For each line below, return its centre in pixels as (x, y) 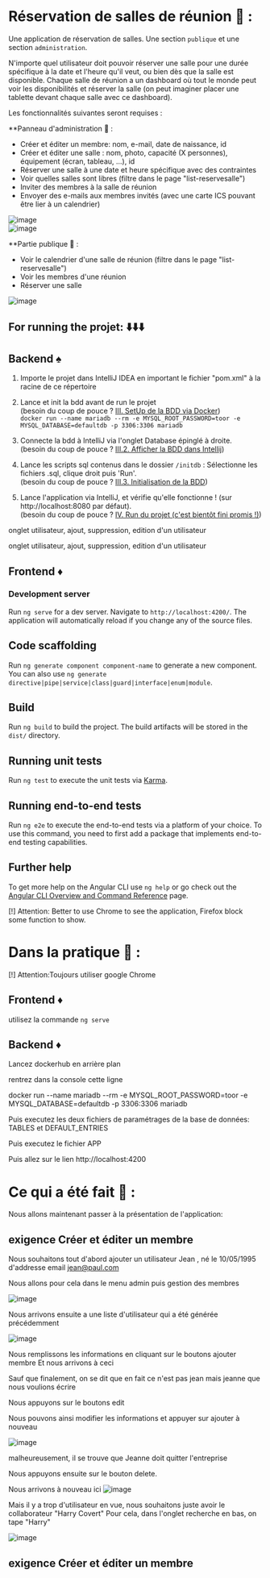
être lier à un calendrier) (60, 204)
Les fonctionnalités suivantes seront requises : (85, 113)
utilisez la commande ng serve (59, 1019)
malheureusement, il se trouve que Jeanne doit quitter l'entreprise (118, 1458)
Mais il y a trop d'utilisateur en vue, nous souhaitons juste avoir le (117, 1505)
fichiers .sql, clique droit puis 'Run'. (78, 473)
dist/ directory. (34, 735)
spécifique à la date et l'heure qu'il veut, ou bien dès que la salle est (121, 71)
